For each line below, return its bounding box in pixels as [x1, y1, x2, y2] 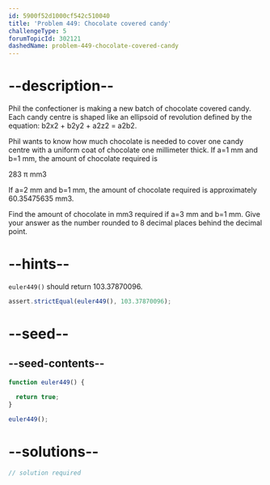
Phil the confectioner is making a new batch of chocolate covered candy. [8, 104, 251, 113]
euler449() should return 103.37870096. [8, 282, 143, 291]
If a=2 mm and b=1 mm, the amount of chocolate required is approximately [8, 185, 257, 195]
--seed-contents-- [8, 357, 105, 371]
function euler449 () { [8, 378, 85, 386]
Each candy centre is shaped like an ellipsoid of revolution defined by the [8, 113, 252, 122]
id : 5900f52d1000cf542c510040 [8, 11, 111, 20]
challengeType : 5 [8, 27, 67, 35]
